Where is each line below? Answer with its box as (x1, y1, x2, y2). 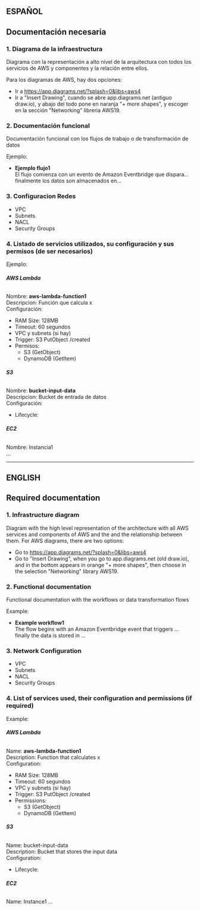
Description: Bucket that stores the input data (6, 848, 118, 855)
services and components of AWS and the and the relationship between (6, 531, 183, 538)
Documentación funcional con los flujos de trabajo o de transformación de (6, 135, 189, 143)
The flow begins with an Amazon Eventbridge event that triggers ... (14, 625, 179, 633)
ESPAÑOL (6, 7, 43, 17)
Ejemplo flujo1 (14, 165, 51, 172)
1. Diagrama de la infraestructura (6, 45, 103, 53)
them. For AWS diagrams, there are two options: (6, 537, 124, 544)
